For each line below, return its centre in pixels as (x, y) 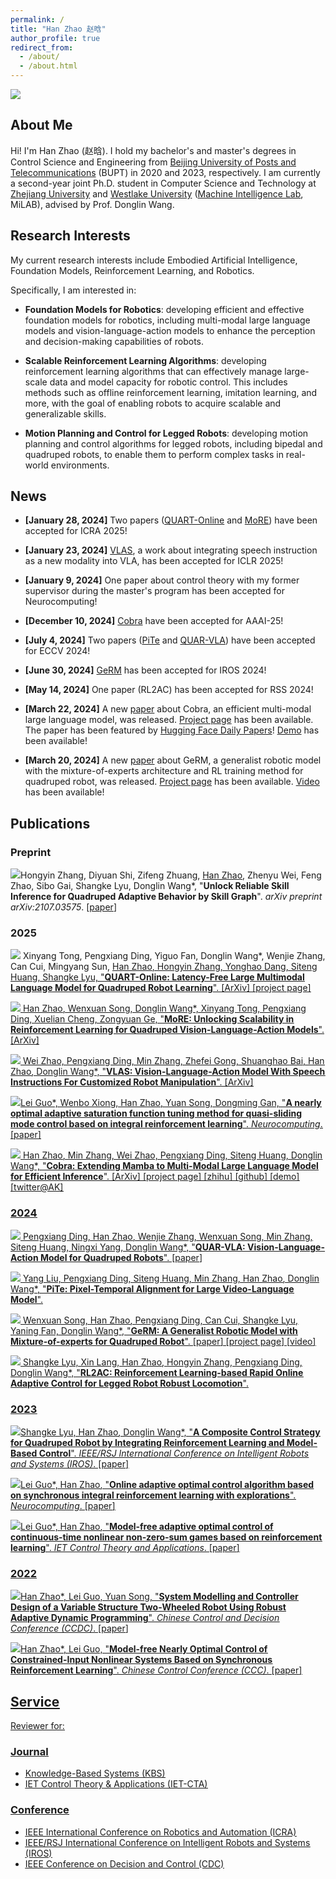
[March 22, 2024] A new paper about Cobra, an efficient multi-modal (168, 709)
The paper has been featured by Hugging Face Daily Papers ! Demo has (172, 730)
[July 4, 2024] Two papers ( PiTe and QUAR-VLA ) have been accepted (170, 640)
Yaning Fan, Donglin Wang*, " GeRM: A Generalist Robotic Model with (154, 1330)
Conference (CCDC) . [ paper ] (69, 1628)
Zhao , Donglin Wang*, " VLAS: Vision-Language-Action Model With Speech (168, 1072)
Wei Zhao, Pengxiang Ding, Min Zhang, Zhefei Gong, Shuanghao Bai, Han (173, 1061)
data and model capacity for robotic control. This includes (168, 382)
